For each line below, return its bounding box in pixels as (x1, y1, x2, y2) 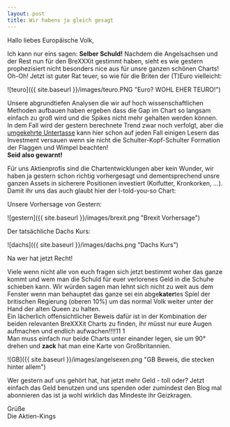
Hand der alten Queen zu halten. (7, 304, 101, 313)
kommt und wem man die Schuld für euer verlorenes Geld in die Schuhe (7, 275, 214, 283)
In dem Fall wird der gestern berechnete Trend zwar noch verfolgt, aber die (7, 121, 224, 129)
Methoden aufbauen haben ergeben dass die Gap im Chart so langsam (7, 106, 211, 114)
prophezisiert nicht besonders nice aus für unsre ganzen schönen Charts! (7, 64, 220, 73)
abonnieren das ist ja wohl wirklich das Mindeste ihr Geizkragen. (7, 391, 193, 399)
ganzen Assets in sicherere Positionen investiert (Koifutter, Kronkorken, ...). (7, 179, 223, 187)
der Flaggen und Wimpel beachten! (7, 143, 109, 151)
